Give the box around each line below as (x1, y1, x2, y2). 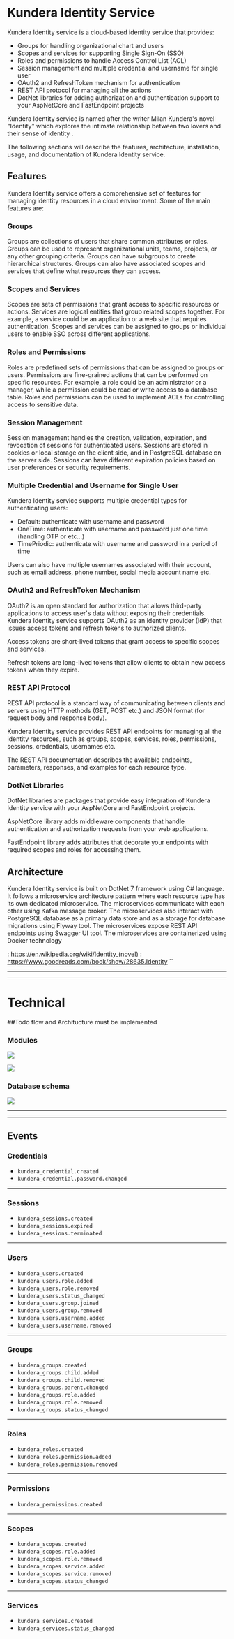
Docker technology (7, 936, 63, 944)
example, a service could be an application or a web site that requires (7, 315, 207, 323)
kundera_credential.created (17, 1168, 99, 1175)
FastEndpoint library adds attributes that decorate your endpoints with (7, 838, 209, 846)
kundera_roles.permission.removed (17, 1461, 118, 1468)
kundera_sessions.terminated (17, 1230, 102, 1237)
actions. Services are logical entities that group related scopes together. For (7, 307, 225, 316)
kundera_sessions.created (17, 1215, 93, 1223)
